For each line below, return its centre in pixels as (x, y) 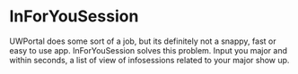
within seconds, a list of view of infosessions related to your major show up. (149, 60)
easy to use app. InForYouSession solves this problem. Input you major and (148, 50)
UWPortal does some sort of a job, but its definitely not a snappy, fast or (143, 41)
